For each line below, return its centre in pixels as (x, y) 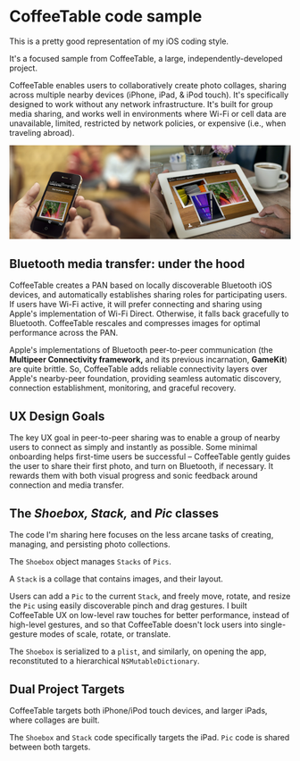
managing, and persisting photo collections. (90, 544)
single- (273, 625)
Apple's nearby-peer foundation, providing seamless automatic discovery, (146, 379)
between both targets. (50, 747)
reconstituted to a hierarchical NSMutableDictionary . (104, 661)
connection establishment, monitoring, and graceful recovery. (123, 388)
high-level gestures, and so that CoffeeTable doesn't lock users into (134, 625)
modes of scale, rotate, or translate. (105, 634)
